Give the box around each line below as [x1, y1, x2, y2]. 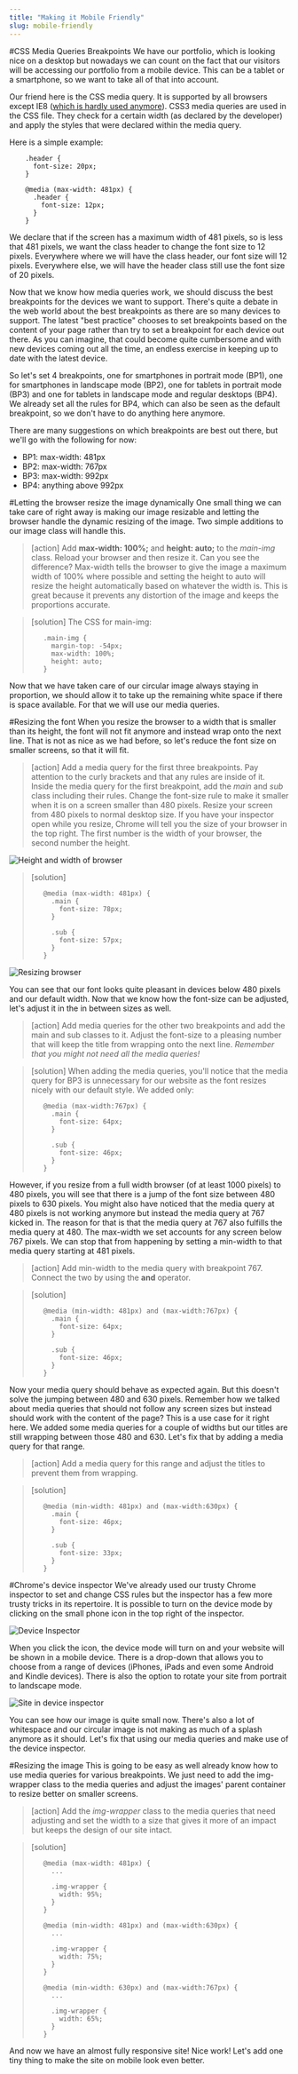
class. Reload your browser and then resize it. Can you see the [30, 552, 260, 562]
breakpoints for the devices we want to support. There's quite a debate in [9, 296, 278, 306]
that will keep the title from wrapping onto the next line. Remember [30, 1038, 275, 1049]
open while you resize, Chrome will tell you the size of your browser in [30, 818, 287, 829]
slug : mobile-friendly [9, 21, 93, 30]
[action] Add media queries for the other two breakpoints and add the [30, 1020, 286, 1030]
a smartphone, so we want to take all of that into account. [9, 74, 220, 84]
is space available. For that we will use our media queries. [9, 699, 220, 710]
